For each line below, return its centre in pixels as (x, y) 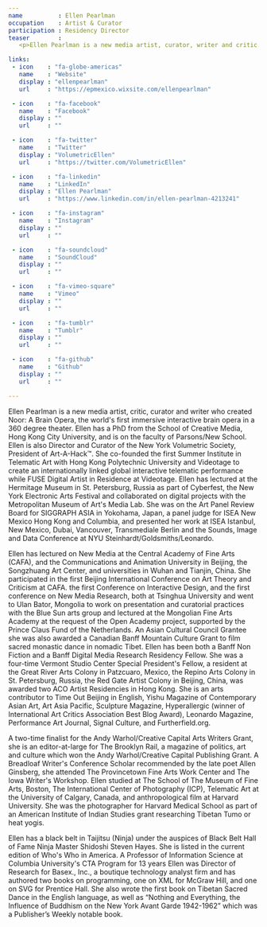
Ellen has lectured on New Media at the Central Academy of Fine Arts (122, 553)
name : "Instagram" (56, 220)
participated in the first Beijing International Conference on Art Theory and (130, 578)
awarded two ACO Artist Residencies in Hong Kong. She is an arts (116, 688)
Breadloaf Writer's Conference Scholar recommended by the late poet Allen (132, 763)
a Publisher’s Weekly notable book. (66, 914)
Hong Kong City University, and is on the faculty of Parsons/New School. (128, 436)
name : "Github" (51, 367)
